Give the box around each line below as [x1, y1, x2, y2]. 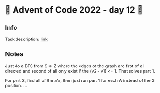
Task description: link [5, 36, 48, 42]
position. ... [5, 82, 28, 88]
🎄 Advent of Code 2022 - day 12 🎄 [5, 4, 143, 15]
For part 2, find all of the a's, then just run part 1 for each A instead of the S [5, 77, 155, 83]
